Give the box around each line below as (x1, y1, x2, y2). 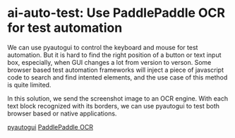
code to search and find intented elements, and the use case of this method (7, 73, 228, 82)
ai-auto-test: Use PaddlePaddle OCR (7, 5, 226, 21)
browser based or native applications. (7, 109, 117, 118)
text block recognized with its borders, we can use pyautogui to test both (7, 101, 220, 110)
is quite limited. (7, 80, 52, 89)
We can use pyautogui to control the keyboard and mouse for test (7, 43, 198, 51)
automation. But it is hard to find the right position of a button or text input (7, 51, 222, 59)
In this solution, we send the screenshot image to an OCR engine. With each (7, 94, 228, 103)
